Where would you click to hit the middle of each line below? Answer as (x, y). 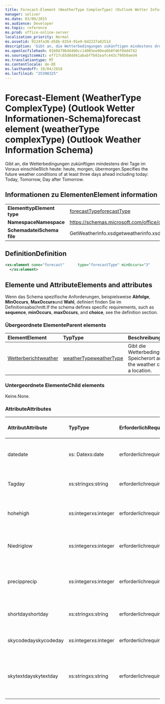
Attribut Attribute (27, 427)
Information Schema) (49, 150)
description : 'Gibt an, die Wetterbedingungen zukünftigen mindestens (79, 46)
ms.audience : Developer (29, 23)
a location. (140, 370)
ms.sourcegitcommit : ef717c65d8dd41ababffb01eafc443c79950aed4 (71, 55)
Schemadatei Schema (33, 230)
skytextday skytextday (33, 676)
